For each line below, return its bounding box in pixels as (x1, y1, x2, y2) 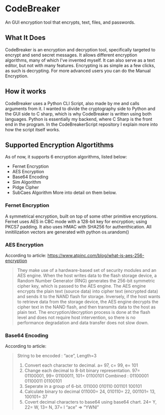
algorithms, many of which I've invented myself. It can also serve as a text (5, 57, 155, 63)
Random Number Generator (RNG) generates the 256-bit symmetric (17, 277, 155, 284)
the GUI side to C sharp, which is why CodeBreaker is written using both (5, 111, 152, 116)
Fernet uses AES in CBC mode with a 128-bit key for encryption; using (5, 218, 147, 225)
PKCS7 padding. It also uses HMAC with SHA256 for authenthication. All (5, 224, 152, 229)
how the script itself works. (5, 126, 61, 132)
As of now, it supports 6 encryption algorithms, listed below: (5, 154, 127, 160)
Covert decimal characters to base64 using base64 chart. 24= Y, (24, 399, 157, 405)
